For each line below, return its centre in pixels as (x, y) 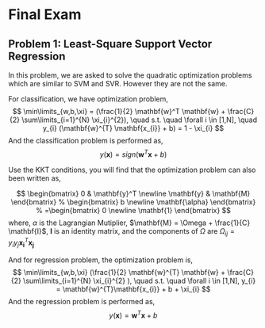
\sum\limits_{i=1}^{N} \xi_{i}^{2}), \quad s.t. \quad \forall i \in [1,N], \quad (139, 120)
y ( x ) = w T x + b (133, 315)
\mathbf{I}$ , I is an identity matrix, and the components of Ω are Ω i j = (122, 232)
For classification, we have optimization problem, (88, 99)
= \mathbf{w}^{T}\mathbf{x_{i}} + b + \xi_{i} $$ (133, 289)
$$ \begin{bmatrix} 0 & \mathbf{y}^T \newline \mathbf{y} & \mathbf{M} (133, 193)
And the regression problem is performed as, (82, 301)
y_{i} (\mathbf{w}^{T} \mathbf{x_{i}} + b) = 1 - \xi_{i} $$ (133, 128)
